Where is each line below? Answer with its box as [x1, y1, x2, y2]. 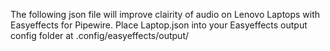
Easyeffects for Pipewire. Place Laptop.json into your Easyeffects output [10, 19, 308, 31]
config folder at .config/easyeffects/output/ [10, 30, 190, 41]
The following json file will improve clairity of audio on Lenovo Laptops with [10, 9, 321, 20]
